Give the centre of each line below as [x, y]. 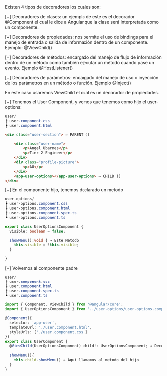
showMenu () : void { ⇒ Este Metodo [44, 240]
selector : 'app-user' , [33, 323]
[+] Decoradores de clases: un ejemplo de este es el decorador [70, 17]
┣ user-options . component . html [38, 208]
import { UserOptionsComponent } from [45, 309]
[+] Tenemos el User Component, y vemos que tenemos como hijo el [76, 102]
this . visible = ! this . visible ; [46, 245]
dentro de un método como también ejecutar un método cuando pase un [80, 62]
